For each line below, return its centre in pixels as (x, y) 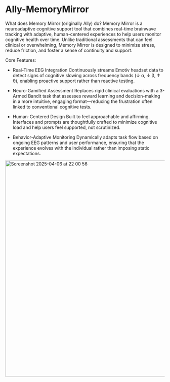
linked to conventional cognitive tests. (52, 107)
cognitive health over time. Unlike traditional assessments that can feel (79, 40)
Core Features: (21, 60)
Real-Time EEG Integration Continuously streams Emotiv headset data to (88, 70)
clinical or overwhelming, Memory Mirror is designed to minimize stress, (80, 45)
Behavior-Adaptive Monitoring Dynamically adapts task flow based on (85, 137)
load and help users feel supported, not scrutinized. (66, 127)
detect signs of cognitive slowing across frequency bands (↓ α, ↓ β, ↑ (87, 75)
